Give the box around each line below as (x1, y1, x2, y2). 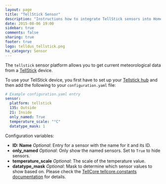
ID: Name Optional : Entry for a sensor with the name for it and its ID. (12, 142, 151, 148)
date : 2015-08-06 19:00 (5, 21, 54, 26)
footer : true (5, 39, 32, 44)
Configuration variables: (5, 133, 54, 139)
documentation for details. (12, 174, 66, 180)
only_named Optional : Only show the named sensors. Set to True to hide (12, 147, 161, 153)
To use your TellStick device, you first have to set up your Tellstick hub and (5, 77, 158, 83)
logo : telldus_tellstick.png (5, 44, 65, 49)
